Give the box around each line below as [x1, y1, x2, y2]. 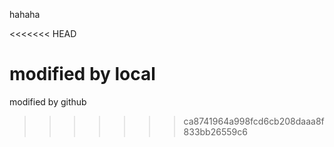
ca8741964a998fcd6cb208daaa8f [183, 115, 325, 127]
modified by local [9, 63, 156, 86]
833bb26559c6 [183, 125, 248, 138]
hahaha [9, 9, 41, 20]
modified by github [9, 95, 87, 108]
